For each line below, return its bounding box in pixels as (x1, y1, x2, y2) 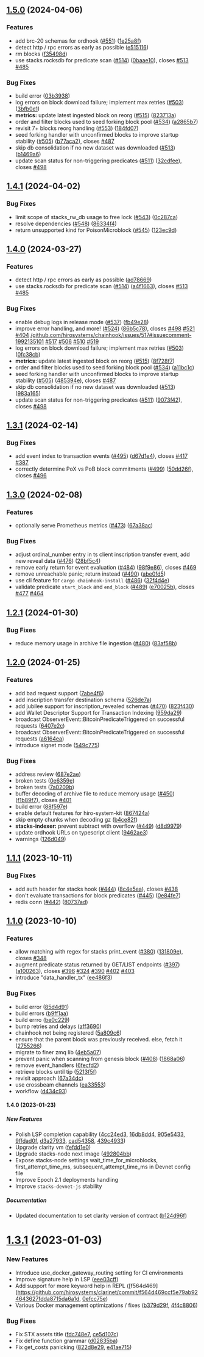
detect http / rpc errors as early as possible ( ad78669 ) (15, 276, 152, 283)
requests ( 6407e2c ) (15, 722, 65, 729)
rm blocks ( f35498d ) (15, 50, 68, 57)
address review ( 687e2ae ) (15, 770, 81, 778)
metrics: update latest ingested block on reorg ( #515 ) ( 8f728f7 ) (15, 357, 175, 364)
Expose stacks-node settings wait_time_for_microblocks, (15, 1157, 158, 1164)
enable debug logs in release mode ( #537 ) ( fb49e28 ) (15, 318, 149, 325)
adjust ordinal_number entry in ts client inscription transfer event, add (15, 551, 190, 558)
